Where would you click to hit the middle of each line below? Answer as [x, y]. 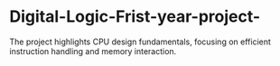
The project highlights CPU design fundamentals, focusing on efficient [140, 42]
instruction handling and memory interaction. [93, 51]
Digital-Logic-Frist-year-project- [135, 17]
